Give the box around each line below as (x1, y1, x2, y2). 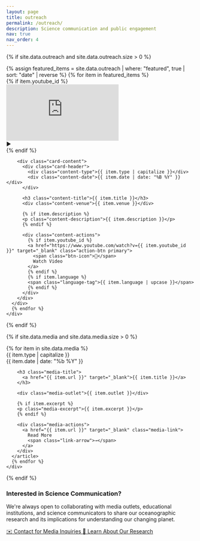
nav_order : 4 (6, 37, 39, 43)
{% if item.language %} (28, 274, 87, 280)
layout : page (6, 8, 39, 15)
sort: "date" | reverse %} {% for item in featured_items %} (6, 72, 149, 78)
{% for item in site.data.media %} (6, 345, 89, 352)
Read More (28, 432, 52, 438)
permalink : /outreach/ (6, 20, 63, 26)
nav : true (6, 31, 31, 37)
